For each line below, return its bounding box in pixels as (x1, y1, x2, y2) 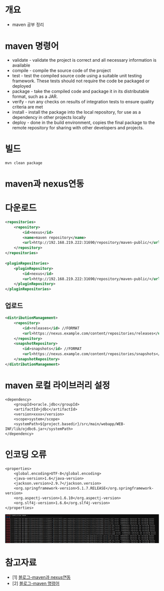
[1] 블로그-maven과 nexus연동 (12, 574, 71, 580)
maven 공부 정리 (12, 22, 44, 27)
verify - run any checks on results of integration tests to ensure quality (12, 98, 154, 104)
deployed (12, 83, 31, 89)
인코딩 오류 (5, 449, 47, 460)
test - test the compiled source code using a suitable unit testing (12, 72, 142, 78)
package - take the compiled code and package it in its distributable (12, 88, 149, 94)
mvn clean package (5, 160, 42, 165)
